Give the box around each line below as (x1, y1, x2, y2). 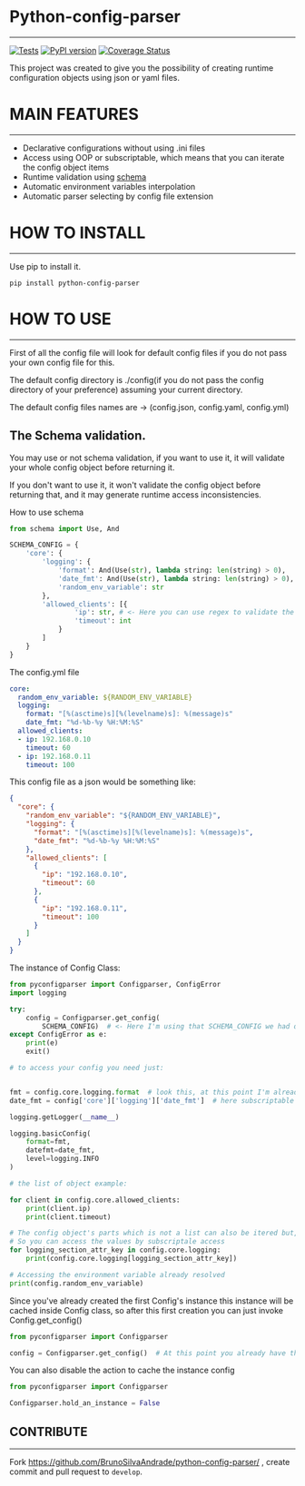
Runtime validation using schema (22, 171, 147, 182)
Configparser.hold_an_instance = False (9, 1399, 161, 1408)
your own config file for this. (9, 357, 115, 368)
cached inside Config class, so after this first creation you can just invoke (9, 1304, 284, 1315)
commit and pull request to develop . (9, 1466, 143, 1477)
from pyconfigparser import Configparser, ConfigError (9, 980, 221, 989)
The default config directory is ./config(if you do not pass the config (9, 374, 265, 385)
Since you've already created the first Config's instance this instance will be (9, 1295, 294, 1306)
